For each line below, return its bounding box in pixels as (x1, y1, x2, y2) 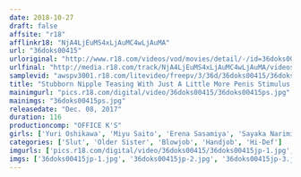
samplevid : (9, 72, 50, 80)
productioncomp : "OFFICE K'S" (9, 122, 123, 131)
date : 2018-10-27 (9, 13, 74, 22)
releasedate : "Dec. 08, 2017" (9, 105, 123, 114)
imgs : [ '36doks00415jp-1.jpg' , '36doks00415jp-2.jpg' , (9, 154, 219, 164)
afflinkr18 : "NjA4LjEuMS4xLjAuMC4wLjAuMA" (9, 38, 170, 47)
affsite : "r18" (9, 29, 66, 38)
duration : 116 (9, 113, 63, 122)
